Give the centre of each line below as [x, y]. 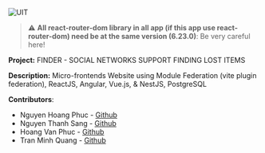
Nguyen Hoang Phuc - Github [69, 115]
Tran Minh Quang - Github [63, 140]
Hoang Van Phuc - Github [62, 132]
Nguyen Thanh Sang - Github [68, 123]
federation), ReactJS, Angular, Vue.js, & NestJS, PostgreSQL [108, 84]
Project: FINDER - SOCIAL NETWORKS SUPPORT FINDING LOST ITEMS [127, 60]
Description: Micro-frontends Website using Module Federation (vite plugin [132, 75]
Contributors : [31, 99]
